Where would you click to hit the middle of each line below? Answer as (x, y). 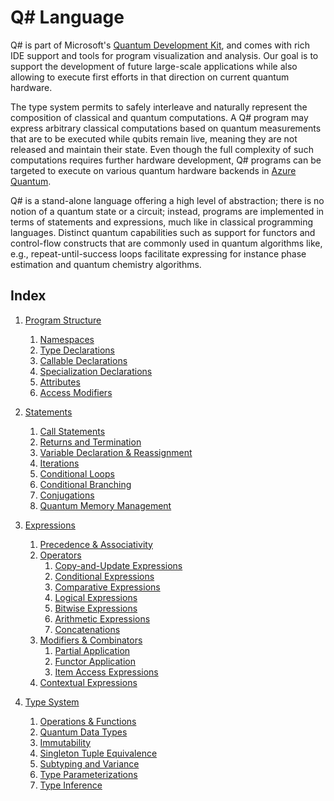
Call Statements (72, 431)
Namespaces (67, 339)
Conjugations (67, 495)
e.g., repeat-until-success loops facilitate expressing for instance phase (158, 253)
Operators (60, 555)
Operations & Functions (88, 721)
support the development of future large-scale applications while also (154, 66)
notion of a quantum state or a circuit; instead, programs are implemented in (167, 211)
